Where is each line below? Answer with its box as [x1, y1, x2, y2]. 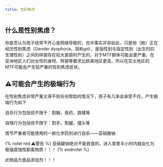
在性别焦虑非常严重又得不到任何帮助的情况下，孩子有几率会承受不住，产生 [5, 93, 154, 99]
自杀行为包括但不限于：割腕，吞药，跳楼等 [5, 110, 90, 116]
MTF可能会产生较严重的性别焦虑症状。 [5, 64, 82, 70]
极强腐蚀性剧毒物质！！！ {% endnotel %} [5, 147, 89, 152]
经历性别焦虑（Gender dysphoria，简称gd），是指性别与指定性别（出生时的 [5, 46, 155, 52]
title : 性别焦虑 [5, 7, 35, 12]
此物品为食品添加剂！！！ [5, 157, 56, 163]
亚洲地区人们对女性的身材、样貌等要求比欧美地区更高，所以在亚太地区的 [5, 58, 149, 64]
